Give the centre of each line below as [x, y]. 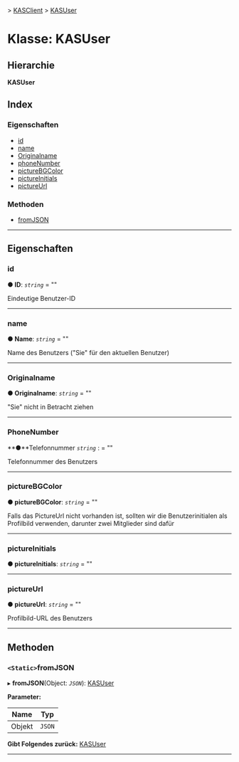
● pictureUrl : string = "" [44, 605]
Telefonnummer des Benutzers [53, 461]
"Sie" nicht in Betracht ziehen [51, 407]
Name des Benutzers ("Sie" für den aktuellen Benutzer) [88, 352]
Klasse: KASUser [59, 39]
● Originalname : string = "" [49, 393]
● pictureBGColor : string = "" [53, 502]
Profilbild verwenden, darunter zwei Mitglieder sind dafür [91, 523]
